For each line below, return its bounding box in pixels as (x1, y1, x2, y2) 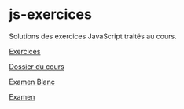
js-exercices (9, 5, 93, 24)
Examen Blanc (9, 77, 56, 86)
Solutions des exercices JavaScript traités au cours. (9, 31, 177, 41)
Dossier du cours (9, 61, 65, 71)
